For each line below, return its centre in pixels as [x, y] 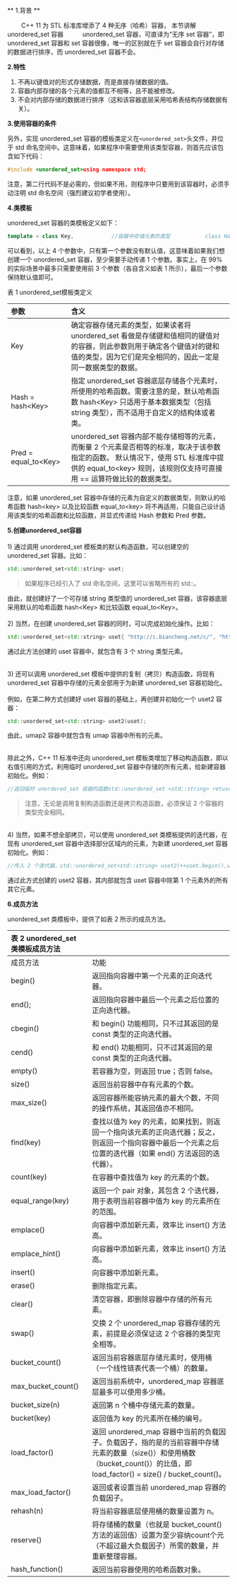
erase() [23, 1286]
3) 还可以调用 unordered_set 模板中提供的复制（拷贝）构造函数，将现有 [111, 674]
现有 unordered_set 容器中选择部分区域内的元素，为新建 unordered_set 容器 [117, 844]
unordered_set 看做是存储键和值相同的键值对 [145, 336]
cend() [22, 1052]
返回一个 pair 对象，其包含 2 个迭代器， [158, 1191]
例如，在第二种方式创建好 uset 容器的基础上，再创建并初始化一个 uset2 [111, 699]
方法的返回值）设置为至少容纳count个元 [158, 1535]
